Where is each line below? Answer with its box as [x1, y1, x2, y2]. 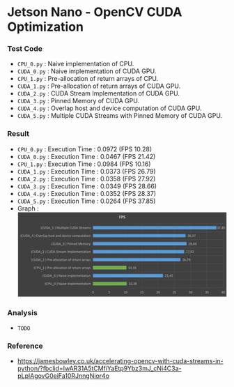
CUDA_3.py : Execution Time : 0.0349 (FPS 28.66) [17, 182, 157, 190]
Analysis [7, 308, 38, 317]
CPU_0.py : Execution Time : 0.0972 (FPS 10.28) [17, 144, 153, 153]
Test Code [7, 44, 43, 54]
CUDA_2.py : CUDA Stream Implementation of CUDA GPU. [17, 89, 180, 98]
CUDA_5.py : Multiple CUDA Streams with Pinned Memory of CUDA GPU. [17, 112, 223, 120]
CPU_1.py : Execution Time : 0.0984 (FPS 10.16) [17, 160, 151, 168]
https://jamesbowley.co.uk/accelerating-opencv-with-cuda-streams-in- [17, 357, 224, 365]
